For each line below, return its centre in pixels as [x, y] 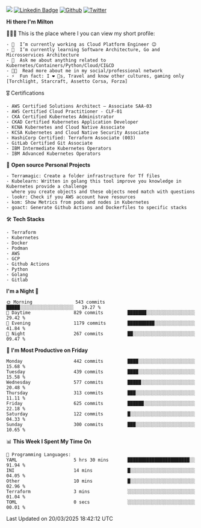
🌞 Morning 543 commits [56, 302]
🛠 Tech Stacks [26, 219]
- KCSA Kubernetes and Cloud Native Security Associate [78, 133]
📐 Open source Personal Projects [48, 165]
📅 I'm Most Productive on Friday [47, 350]
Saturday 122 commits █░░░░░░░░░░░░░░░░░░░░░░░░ [101, 414]
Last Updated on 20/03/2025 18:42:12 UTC [60, 519]
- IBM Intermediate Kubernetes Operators [59, 148]
